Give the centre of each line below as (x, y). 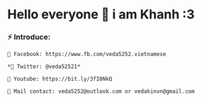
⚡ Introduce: (29, 37)
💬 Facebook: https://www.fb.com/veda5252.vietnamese (87, 55)
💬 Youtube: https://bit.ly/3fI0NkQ (60, 79)
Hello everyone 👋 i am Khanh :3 (101, 15)
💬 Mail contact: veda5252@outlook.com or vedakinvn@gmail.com (101, 91)
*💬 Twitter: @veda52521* (44, 67)
